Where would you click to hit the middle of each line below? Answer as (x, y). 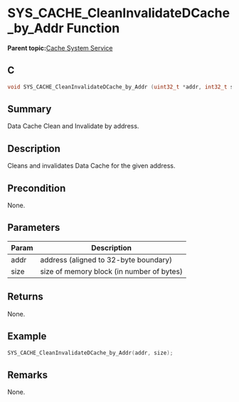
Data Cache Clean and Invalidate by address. (73, 126)
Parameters (34, 228)
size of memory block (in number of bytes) (111, 271)
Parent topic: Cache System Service (60, 48)
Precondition (37, 188)
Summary (30, 109)
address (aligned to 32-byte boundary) (106, 259)
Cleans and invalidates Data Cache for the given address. (91, 166)
